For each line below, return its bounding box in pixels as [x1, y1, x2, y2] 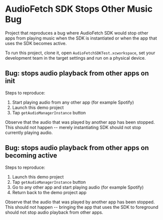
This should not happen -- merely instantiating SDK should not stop [5, 124, 141, 130]
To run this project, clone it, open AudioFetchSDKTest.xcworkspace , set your [5, 50, 156, 56]
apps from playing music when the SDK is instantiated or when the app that [5, 35, 157, 41]
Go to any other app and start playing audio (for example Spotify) [12, 184, 144, 190]
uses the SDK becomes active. [5, 40, 67, 46]
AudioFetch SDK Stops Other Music [5, 3, 153, 15]
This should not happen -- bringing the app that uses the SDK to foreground [5, 204, 159, 210]
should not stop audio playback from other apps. [5, 209, 104, 215]
